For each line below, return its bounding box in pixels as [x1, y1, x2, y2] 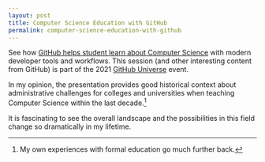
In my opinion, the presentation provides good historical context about [8, 80, 237, 89]
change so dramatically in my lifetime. [8, 122, 132, 131]
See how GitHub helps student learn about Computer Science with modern [8, 48, 252, 58]
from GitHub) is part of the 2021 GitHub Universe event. [8, 65, 189, 74]
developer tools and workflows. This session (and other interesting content [8, 56, 252, 66]
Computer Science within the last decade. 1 [8, 96, 147, 107]
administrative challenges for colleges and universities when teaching [8, 89, 235, 98]
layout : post [8, 11, 51, 20]
